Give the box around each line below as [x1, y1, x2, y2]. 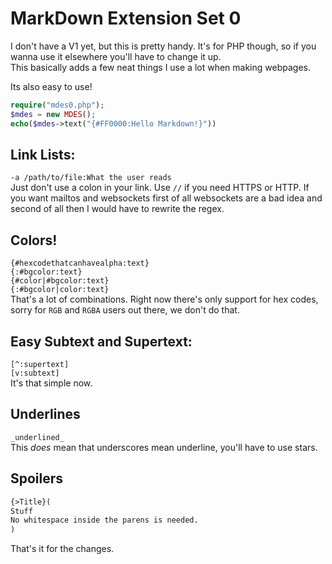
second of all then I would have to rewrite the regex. [10, 203, 225, 215]
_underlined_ [10, 432, 65, 442]
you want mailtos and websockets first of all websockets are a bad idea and [10, 192, 323, 204]
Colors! [10, 232, 58, 249]
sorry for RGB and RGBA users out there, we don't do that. [10, 304, 240, 316]
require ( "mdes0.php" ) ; [10, 100, 105, 110]
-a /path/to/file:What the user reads [10, 173, 172, 183]
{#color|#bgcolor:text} [10, 276, 110, 286]
